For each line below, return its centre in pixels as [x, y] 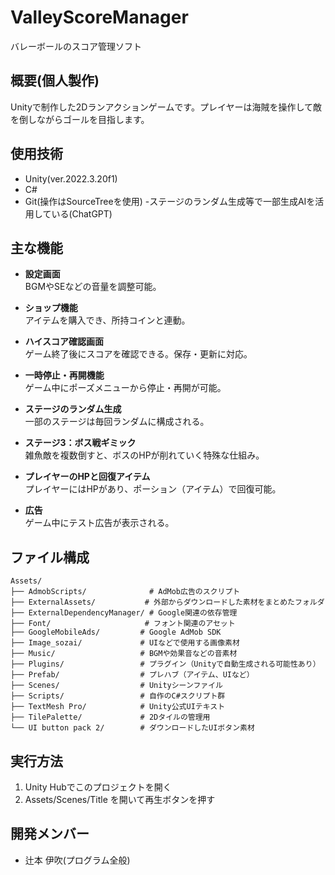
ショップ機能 [51, 308]
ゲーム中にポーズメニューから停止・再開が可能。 [125, 388]
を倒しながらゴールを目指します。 [80, 119]
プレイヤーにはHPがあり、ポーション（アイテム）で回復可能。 [153, 489]
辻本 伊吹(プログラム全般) [77, 860]
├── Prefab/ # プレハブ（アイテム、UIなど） [132, 675]
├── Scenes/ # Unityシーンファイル [116, 686]
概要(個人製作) [55, 81]
